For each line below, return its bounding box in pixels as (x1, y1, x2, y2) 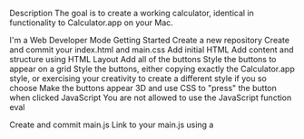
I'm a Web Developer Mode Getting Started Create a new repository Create (9, 35, 290, 45)
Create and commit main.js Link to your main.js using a (9, 119, 214, 130)
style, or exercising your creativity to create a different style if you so (9, 73, 268, 84)
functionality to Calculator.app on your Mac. (9, 17, 174, 28)
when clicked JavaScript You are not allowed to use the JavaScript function (9, 92, 292, 103)
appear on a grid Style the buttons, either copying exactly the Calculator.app (9, 63, 295, 74)
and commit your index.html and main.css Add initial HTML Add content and (9, 44, 294, 55)
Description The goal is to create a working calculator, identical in (9, 8, 254, 18)
